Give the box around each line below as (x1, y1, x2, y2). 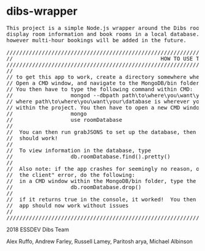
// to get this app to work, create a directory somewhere (6, 73, 187, 80)
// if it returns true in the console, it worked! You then (6, 196, 196, 203)
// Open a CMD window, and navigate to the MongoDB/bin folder (6, 80, 200, 86)
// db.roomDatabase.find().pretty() (6, 153, 171, 160)
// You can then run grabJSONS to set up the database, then (6, 129, 196, 135)
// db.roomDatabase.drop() (6, 184, 142, 190)
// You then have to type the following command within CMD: (6, 86, 193, 92)
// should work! (6, 135, 58, 141)
